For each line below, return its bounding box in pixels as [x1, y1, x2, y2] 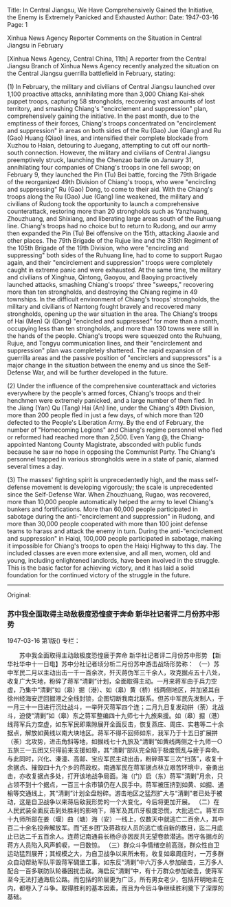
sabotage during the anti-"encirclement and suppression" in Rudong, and [7, 512, 215, 520]
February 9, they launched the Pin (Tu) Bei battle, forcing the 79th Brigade [7, 170, 217, 179]
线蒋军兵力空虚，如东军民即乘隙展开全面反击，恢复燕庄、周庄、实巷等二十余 [7, 720, 224, 728]
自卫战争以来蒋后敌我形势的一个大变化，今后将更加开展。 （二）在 [30, 798, 220, 806]
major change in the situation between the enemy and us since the [7, 361, 196, 369]
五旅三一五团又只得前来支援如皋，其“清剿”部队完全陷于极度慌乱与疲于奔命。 [7, 746, 223, 755]
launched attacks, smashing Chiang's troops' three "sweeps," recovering [7, 281, 214, 288]
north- [192, 141, 211, 149]
